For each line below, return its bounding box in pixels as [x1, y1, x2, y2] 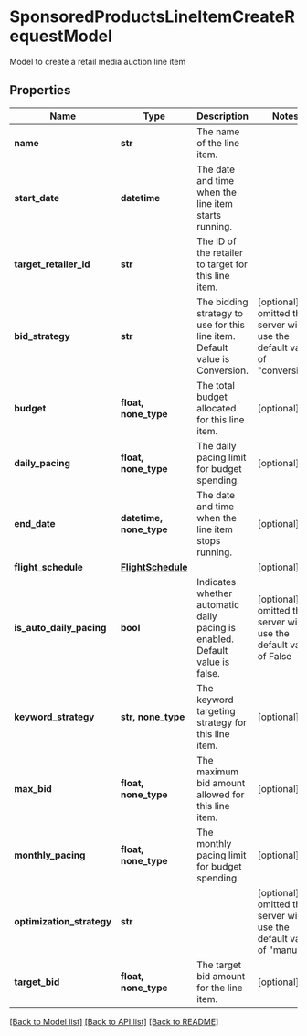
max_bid [14, 782, 52, 795]
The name [196, 125, 240, 138]
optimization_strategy [14, 914, 112, 927]
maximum [196, 765, 239, 778]
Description [196, 110, 249, 123]
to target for [196, 258, 249, 271]
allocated [196, 401, 237, 414]
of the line [196, 136, 240, 149]
